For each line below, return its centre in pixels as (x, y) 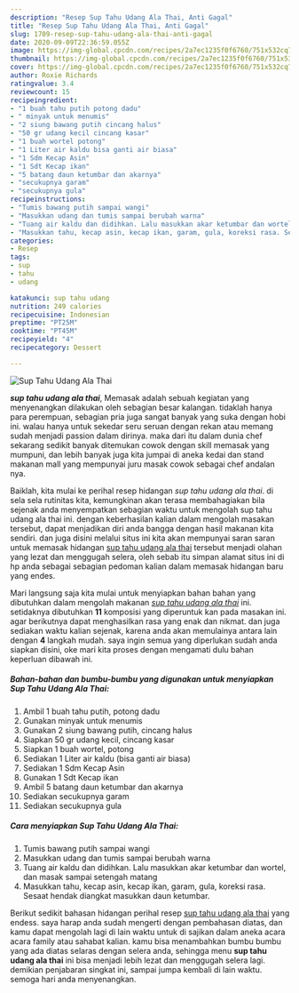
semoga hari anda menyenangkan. (73, 979)
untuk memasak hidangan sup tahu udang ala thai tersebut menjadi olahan (146, 547)
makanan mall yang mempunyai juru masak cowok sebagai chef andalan (142, 464)
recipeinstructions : (48, 200)
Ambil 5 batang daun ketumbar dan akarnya (103, 787)
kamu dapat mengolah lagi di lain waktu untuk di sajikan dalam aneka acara (148, 932)
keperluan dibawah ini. (51, 659)
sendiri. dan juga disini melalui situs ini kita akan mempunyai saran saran (143, 538)
